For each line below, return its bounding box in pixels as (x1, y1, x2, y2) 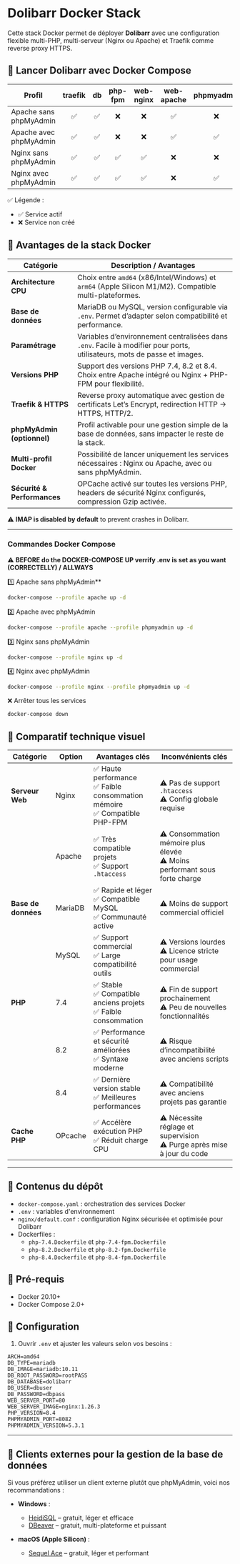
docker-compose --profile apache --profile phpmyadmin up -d (7, 624, 194, 631)
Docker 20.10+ (17, 1292, 61, 1301)
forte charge (159, 874, 201, 884)
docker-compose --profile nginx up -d (7, 654, 123, 661)
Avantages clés (96, 752, 150, 762)
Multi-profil (11, 454, 52, 464)
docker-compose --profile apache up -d (7, 594, 126, 601)
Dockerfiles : (17, 1230, 56, 1238)
